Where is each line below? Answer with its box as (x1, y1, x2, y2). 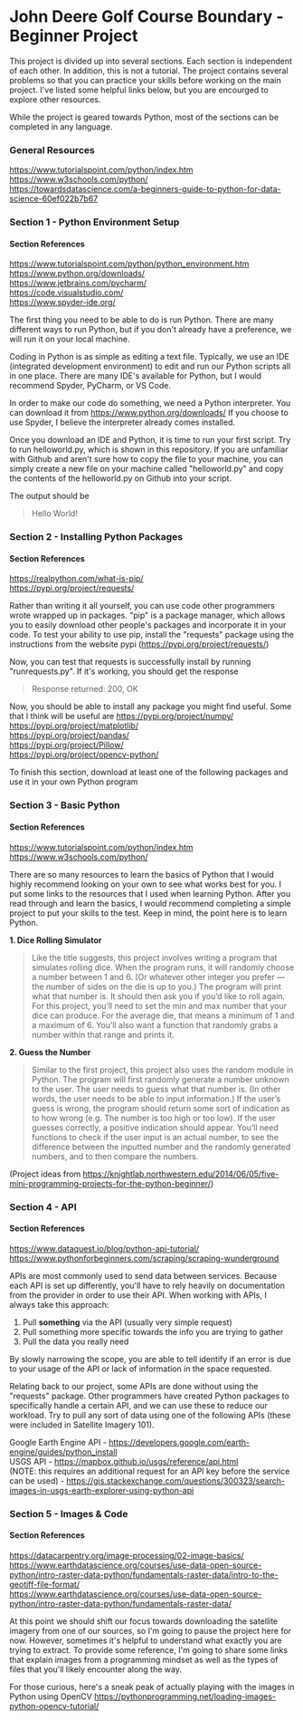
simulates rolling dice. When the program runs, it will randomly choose (31, 962, 295, 973)
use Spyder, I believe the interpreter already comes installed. (9, 417, 235, 428)
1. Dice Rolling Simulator (9, 935, 102, 946)
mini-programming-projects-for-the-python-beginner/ (9, 1177, 211, 1188)
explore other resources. (9, 93, 101, 105)
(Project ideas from (9, 1168, 81, 1179)
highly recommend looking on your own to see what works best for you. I (9, 879, 282, 889)
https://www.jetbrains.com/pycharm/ (9, 278, 147, 289)
